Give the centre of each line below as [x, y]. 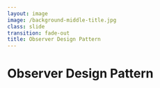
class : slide [26, 26]
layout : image [28, 14]
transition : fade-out [39, 33]
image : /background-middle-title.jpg [62, 20]
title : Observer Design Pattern [54, 39]
